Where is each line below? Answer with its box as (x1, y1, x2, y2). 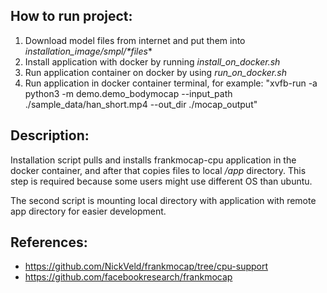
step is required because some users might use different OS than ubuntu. (10, 175, 313, 187)
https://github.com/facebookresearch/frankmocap (24, 271, 233, 283)
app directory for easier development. (10, 205, 167, 217)
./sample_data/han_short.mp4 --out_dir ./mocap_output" (24, 98, 258, 110)
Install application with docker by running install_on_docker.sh (24, 55, 281, 68)
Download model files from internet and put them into (24, 34, 246, 46)
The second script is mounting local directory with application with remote (10, 194, 317, 206)
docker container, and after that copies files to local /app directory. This (10, 164, 307, 176)
